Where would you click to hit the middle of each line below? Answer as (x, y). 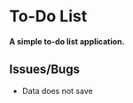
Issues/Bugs (44, 70)
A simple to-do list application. (67, 41)
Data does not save (57, 91)
